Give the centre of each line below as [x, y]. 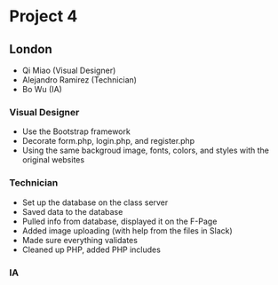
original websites [53, 160]
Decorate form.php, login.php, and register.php [108, 141]
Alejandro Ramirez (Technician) [79, 80]
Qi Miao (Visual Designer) [69, 70]
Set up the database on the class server [95, 202]
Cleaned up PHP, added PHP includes [91, 249]
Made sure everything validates [79, 240]
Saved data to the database [72, 211]
